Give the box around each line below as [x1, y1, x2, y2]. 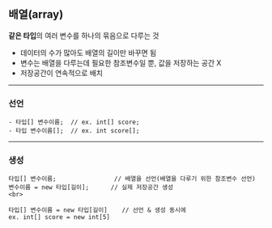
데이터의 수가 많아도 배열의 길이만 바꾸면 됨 [19, 48, 157, 57]
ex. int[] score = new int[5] [8, 213, 111, 222]
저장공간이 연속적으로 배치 [19, 68, 104, 78]
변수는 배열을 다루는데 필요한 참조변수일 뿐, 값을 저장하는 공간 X [19, 57, 222, 67]
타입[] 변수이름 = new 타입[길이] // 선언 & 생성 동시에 [8, 206, 186, 214]
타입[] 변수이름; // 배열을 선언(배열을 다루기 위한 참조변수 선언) [8, 175, 257, 184]
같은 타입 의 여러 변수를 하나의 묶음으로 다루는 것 [8, 31, 159, 40]
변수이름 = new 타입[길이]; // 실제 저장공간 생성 [8, 184, 174, 192]
